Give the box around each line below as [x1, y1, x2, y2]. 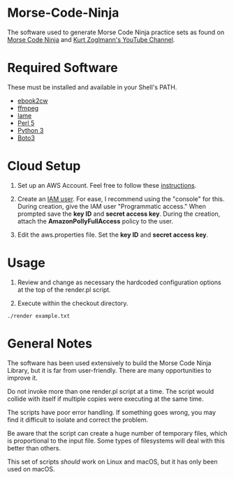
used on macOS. [7, 464, 55, 473]
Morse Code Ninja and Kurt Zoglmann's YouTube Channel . [7, 35, 175, 43]
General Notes [7, 335, 93, 351]
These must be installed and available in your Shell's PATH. [7, 82, 177, 91]
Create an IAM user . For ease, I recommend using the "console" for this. [17, 194, 225, 203]
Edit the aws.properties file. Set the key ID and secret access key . [17, 230, 208, 239]
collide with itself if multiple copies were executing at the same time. [7, 395, 204, 403]
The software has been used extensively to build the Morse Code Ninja [7, 358, 212, 367]
